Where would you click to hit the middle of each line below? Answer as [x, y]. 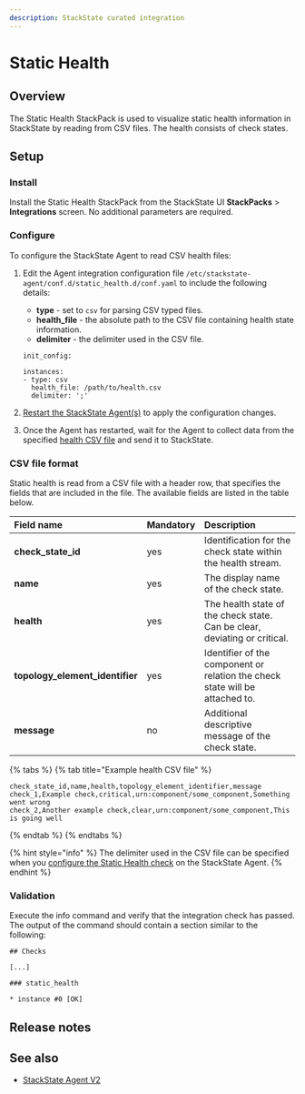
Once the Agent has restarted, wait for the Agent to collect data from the [158, 430]
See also [34, 1058]
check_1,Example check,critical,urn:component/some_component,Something [150, 794]
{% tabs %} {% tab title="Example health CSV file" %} [111, 769]
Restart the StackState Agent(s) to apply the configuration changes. [149, 412]
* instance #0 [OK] [46, 999]
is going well [36, 818]
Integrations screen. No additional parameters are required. [122, 212]
